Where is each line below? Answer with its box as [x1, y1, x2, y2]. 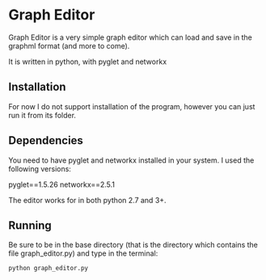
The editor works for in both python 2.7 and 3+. [8, 195, 167, 205]
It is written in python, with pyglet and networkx [8, 57, 167, 66]
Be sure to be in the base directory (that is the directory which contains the [8, 240, 259, 250]
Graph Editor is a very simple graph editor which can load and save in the [8, 32, 252, 42]
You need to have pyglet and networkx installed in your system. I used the [8, 155, 255, 165]
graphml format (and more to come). [8, 40, 130, 50]
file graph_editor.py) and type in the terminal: [8, 248, 158, 258]
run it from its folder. [8, 110, 77, 120]
